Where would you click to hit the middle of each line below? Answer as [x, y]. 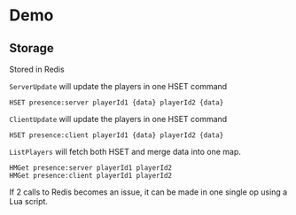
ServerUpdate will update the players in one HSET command [118, 86]
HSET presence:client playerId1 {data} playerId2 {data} [117, 135]
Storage [32, 48]
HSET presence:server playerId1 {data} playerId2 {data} [117, 103]
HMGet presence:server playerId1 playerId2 [91, 168]
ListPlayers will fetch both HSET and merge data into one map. [125, 152]
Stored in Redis [37, 69]
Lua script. [29, 201]
